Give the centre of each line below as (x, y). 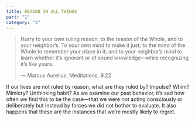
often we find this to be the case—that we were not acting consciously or (94, 99)
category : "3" (23, 22)
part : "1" (18, 17)
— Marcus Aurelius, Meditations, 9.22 (66, 75)
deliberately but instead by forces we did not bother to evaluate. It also (91, 106)
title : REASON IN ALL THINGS (42, 11)
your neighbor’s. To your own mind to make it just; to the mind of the (103, 45)
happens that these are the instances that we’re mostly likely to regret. (91, 112)
